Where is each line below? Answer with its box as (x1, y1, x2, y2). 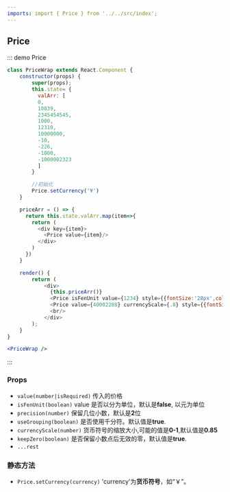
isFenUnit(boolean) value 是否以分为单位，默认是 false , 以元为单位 (16, 400, 205, 408)
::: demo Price (7, 53, 47, 62)
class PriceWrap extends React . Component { (7, 66, 133, 74)
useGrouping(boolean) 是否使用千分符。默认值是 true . (16, 417, 166, 426)
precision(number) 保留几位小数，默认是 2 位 (16, 408, 142, 417)
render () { (19, 269, 51, 276)
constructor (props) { (19, 73, 81, 80)
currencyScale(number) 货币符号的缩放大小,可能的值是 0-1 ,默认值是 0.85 (16, 426, 218, 434)
